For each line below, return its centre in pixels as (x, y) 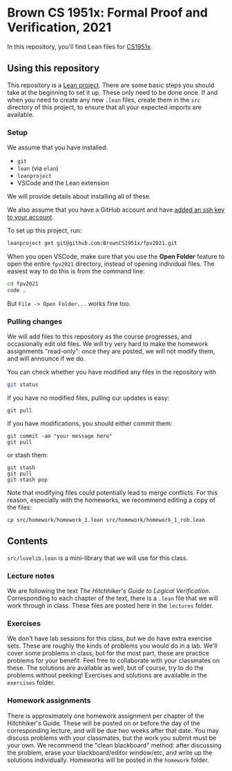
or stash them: (28, 455)
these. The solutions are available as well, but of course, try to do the (105, 668)
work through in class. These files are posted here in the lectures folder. (110, 605)
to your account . (30, 217)
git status (23, 384)
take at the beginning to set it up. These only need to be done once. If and (113, 92)
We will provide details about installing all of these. (79, 197)
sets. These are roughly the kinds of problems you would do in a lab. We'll (112, 646)
